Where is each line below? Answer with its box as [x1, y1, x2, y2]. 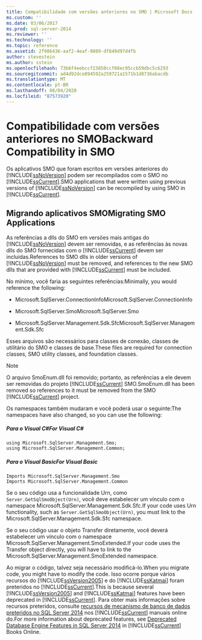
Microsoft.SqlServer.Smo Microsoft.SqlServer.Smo [14, 307, 139, 315]
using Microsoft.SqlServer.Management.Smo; [6, 440, 118, 446]
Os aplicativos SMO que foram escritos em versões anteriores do [6, 165, 168, 172]
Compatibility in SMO [6, 145, 115, 158]
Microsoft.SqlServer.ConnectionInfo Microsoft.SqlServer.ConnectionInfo [14, 296, 193, 303]
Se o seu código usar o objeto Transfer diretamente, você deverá [6, 527, 168, 534]
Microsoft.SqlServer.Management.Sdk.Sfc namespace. [6, 515, 143, 522]
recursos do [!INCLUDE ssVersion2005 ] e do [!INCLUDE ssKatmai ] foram [6, 577, 185, 584]
